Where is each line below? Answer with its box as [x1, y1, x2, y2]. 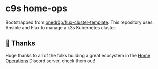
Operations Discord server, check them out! [5, 58, 96, 64]
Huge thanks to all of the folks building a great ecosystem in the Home [5, 52, 151, 58]
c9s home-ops [5, 3, 68, 14]
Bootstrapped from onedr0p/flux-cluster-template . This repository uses [5, 19, 153, 25]
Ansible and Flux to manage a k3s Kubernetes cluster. [5, 24, 116, 30]
